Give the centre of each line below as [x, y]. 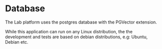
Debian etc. [17, 42]
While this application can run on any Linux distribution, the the [69, 31]
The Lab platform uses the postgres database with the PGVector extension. [81, 22]
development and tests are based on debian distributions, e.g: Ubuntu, [76, 37]
